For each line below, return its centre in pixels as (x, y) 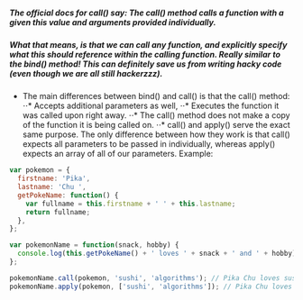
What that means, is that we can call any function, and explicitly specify (148, 44)
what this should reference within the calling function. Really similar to (145, 54)
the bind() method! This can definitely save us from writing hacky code (146, 64)
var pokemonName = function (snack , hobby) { (94, 245)
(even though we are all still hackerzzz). (86, 73)
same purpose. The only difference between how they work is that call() (156, 134)
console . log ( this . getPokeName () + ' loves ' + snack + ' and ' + (143, 254)
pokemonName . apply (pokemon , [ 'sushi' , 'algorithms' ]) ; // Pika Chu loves (151, 286)
